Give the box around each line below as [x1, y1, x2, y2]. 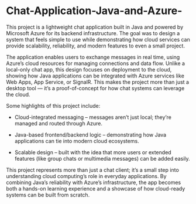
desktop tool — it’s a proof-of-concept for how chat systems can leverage [6, 84, 185, 91]
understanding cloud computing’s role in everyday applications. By [6, 172, 167, 179]
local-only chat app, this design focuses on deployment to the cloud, [6, 66, 172, 73]
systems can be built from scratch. [6, 191, 90, 198]
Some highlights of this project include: [6, 102, 101, 109]
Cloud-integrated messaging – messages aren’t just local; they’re [14, 113, 171, 121]
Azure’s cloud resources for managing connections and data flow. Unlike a [6, 60, 185, 67]
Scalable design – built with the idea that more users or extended [14, 148, 171, 156]
